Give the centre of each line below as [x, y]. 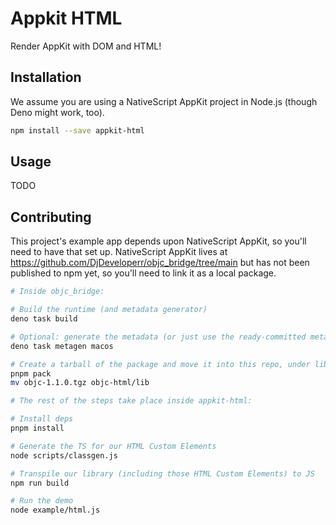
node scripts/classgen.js [64, 455]
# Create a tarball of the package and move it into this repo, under [160, 364]
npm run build [40, 483]
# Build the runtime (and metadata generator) [109, 310]
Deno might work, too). [57, 112]
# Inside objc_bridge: [57, 292]
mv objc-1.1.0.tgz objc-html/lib [80, 383]
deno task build [44, 319]
